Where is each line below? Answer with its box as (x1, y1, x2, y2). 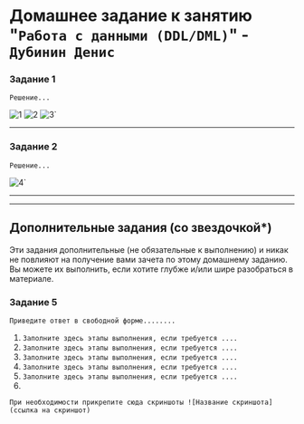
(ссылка (9, 405, 39, 415)
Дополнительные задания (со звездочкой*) (9, 220, 272, 236)
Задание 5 (9, 295, 58, 308)
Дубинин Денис (9, 44, 116, 62)
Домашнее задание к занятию (9, 5, 253, 26)
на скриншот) (42, 405, 91, 415)
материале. (9, 273, 54, 284)
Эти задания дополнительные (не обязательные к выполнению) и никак (9, 244, 290, 255)
